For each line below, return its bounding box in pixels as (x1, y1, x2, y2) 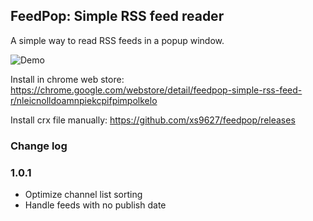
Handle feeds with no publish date (24, 199, 167, 211)
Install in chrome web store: (10, 73, 125, 85)
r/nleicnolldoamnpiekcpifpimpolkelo (10, 94, 158, 106)
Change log (10, 139, 68, 153)
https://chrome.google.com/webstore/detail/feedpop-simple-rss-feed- (10, 84, 303, 96)
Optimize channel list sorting (24, 189, 143, 201)
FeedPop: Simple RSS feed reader (10, 8, 225, 25)
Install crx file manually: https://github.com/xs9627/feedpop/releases (10, 114, 296, 126)
